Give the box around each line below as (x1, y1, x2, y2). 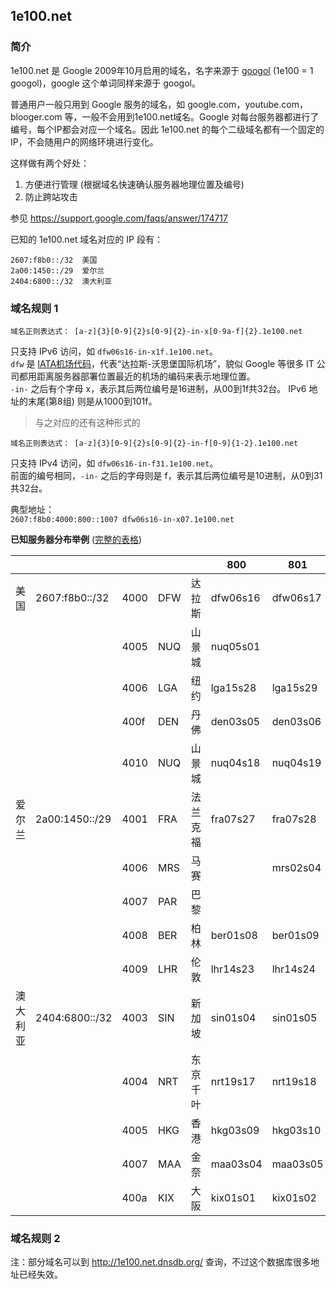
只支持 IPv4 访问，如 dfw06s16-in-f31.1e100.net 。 (10, 457, 219, 469)
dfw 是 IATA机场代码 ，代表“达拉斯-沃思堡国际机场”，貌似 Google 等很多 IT (10, 357, 315, 369)
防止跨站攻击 (24, 190, 78, 203)
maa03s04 (210, 1157, 263, 1171)
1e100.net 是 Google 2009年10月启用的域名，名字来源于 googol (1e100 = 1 (10, 64, 314, 76)
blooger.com (10, 110, 63, 123)
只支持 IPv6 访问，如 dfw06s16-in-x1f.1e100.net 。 (10, 345, 219, 357)
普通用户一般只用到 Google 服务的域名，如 (10, 98, 186, 110)
